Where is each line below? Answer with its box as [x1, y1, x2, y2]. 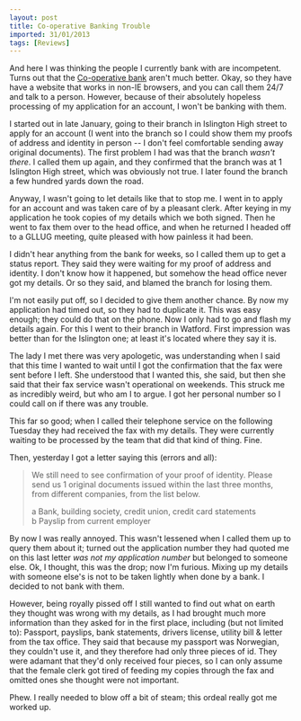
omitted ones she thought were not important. [9, 675, 180, 686]
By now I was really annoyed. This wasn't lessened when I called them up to [9, 533, 292, 544]
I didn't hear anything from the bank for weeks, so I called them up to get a [9, 249, 286, 260]
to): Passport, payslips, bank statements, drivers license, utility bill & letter [9, 627, 283, 638]
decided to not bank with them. [9, 581, 125, 592]
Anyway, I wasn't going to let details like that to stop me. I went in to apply [9, 193, 283, 204]
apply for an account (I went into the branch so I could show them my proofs [9, 128, 293, 139]
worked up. [9, 702, 52, 713]
